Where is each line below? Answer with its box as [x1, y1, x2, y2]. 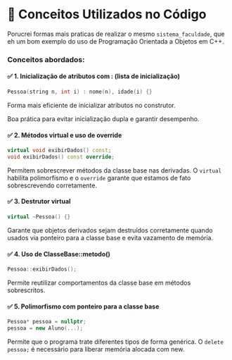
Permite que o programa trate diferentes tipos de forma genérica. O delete [7, 337, 224, 346]
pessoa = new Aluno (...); [7, 325, 83, 332]
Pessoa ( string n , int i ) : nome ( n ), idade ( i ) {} [7, 88, 153, 96]
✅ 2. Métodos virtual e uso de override [7, 130, 122, 139]
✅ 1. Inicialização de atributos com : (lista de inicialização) [7, 72, 181, 80]
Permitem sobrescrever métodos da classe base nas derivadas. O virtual [7, 166, 222, 175]
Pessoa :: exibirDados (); [7, 266, 77, 273]
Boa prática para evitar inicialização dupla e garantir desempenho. [7, 114, 200, 123]
